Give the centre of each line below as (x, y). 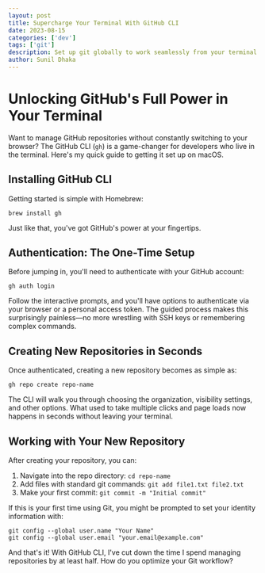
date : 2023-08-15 (37, 30)
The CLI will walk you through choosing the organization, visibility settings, (130, 399)
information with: (36, 517)
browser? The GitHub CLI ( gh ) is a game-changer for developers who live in (132, 146)
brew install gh (35, 213)
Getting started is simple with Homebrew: (76, 198)
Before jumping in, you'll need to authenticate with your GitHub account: (126, 272)
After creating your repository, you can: (73, 460)
